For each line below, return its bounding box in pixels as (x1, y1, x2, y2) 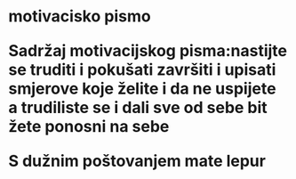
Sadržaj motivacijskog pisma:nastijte (8, 41, 288, 61)
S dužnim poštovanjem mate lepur (8, 151, 266, 171)
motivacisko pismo (8, 6, 152, 27)
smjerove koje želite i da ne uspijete (8, 78, 276, 99)
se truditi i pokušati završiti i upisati (8, 60, 276, 80)
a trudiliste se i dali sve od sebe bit (8, 98, 268, 118)
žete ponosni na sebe (8, 117, 170, 137)
